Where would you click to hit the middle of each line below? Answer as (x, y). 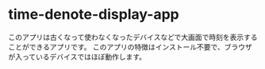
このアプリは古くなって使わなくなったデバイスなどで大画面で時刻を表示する (133, 37)
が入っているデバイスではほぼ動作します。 (77, 56)
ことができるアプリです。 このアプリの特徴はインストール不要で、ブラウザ (130, 47)
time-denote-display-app (94, 15)
